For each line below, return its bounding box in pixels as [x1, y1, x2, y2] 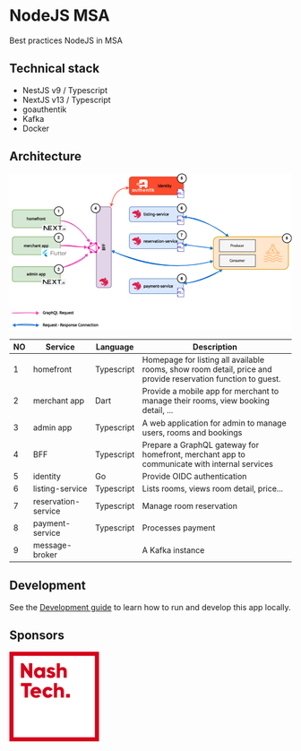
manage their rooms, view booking [142, 395, 271, 406]
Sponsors [9, 627, 64, 643]
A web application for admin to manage [142, 418, 287, 428]
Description [192, 341, 237, 352]
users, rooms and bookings [142, 427, 243, 437]
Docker [21, 123, 50, 134]
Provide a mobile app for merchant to [142, 386, 279, 397]
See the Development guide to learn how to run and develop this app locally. [9, 601, 291, 612]
